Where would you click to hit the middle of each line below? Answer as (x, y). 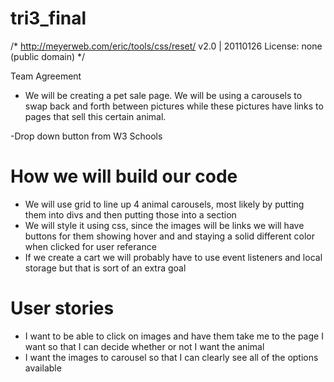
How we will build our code (124, 176)
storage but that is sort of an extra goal (105, 268)
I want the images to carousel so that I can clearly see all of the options (171, 357)
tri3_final (48, 18)
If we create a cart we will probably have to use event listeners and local (173, 257)
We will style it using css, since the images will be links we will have (164, 225)
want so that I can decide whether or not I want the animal (144, 346)
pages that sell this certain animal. (95, 116)
